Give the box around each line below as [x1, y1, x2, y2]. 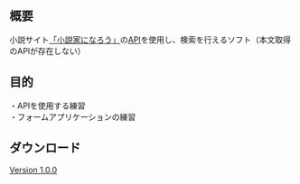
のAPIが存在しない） [9, 45, 86, 56]
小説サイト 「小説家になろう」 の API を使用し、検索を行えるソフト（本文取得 [9, 34, 291, 45]
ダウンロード [9, 141, 81, 156]
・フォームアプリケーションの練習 [9, 111, 136, 122]
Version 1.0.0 [9, 165, 58, 176]
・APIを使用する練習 [9, 100, 86, 111]
